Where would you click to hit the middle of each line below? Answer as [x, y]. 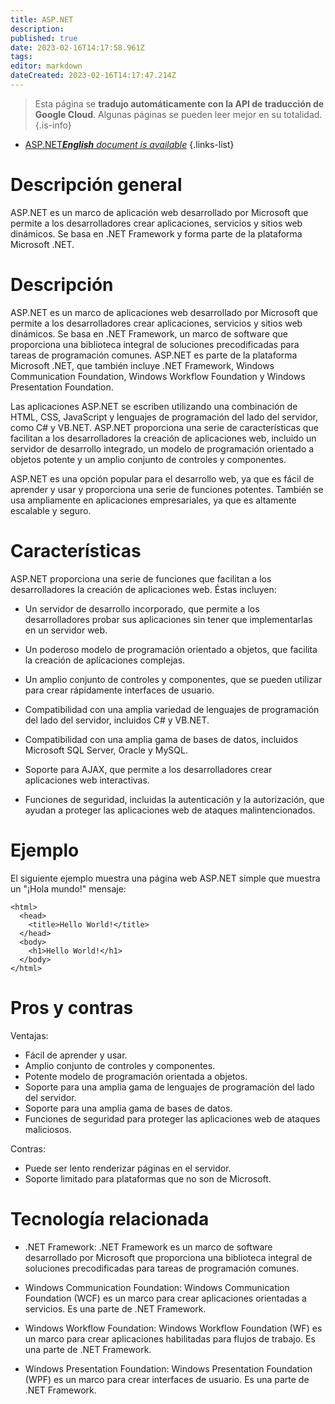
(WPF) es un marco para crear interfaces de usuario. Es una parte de [167, 1379]
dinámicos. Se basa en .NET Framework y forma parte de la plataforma [156, 233]
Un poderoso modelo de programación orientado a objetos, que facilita [171, 649]
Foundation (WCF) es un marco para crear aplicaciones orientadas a [165, 1298]
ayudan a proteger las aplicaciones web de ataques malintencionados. [170, 810]
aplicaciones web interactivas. [87, 780]
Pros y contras [72, 1007]
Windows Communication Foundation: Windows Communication [157, 1287]
